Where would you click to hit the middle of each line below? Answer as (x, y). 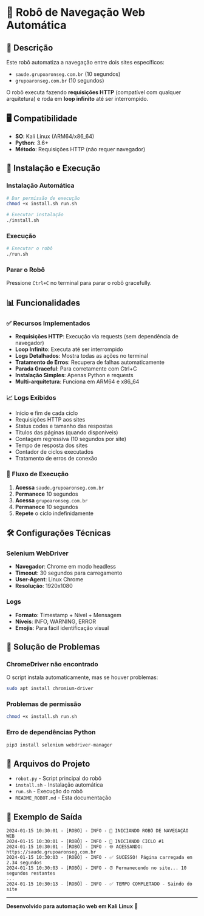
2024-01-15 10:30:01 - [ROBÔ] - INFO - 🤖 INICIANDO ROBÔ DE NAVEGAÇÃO (97, 831)
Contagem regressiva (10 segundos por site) (70, 439)
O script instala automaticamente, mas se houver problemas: (82, 677)
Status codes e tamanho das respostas (64, 426)
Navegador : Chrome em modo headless (66, 567)
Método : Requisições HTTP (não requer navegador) (80, 149)
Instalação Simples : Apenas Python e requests (74, 375)
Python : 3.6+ (32, 143)
